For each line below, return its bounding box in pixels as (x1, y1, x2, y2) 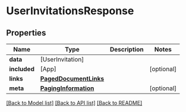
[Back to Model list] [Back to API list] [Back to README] (6, 100, 143, 106)
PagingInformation (40, 84, 94, 92)
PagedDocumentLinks (40, 75, 105, 82)
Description (109, 46, 144, 53)
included (9, 65, 34, 73)
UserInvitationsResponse (6, 4, 134, 18)
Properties (6, 28, 46, 38)
